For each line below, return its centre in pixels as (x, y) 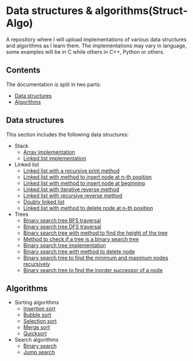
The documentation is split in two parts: (54, 84)
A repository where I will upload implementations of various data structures (96, 39)
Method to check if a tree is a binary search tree (81, 239)
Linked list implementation (55, 158)
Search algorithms (36, 340)
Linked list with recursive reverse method (73, 195)
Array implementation (49, 152)
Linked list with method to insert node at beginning (84, 183)
